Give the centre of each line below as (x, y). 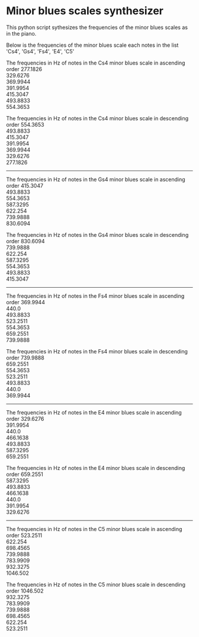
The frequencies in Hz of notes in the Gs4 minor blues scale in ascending (96, 179)
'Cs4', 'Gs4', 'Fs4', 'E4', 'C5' (40, 51)
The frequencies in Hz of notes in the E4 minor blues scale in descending (96, 468)
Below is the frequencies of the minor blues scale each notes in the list (92, 45)
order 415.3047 (25, 185)
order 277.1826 (24, 69)
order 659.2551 (25, 474)
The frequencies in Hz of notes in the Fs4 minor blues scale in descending (97, 351)
